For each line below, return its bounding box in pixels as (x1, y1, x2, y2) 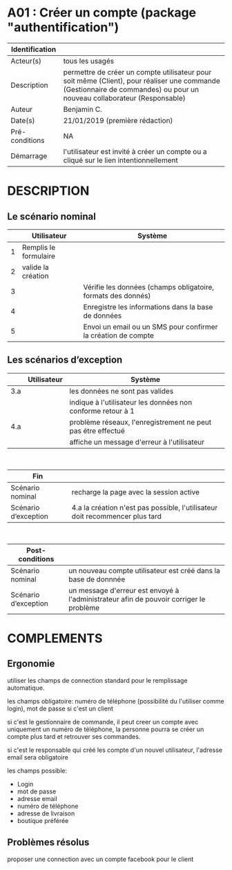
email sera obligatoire (7, 753, 69, 761)
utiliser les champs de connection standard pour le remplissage (7, 676, 188, 684)
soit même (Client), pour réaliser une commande (63, 76, 220, 86)
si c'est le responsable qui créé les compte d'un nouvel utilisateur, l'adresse (7, 746, 223, 754)
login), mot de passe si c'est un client (7, 704, 114, 713)
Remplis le (21, 242, 56, 252)
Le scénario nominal (7, 211, 97, 222)
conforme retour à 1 (69, 406, 135, 416)
